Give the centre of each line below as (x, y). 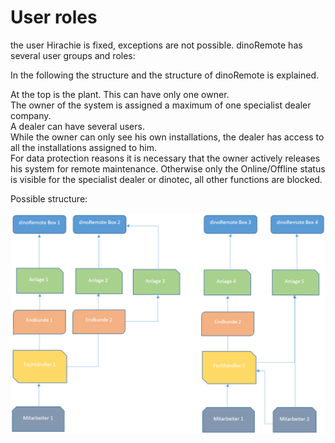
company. (31, 115)
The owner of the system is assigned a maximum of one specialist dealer (161, 105)
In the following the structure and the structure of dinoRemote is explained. (165, 75)
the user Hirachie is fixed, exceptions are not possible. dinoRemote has (156, 45)
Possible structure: (49, 198)
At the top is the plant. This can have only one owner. (120, 94)
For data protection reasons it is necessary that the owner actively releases (165, 158)
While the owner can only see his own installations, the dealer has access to (167, 137)
